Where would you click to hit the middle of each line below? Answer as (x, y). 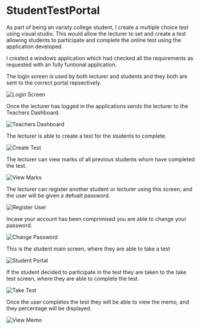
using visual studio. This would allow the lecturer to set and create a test (96, 33)
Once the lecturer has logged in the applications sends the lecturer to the (97, 106)
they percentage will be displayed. (49, 308)
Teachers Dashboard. (33, 112)
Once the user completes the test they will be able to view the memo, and (98, 302)
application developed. (35, 46)
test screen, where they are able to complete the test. (73, 278)
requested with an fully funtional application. (62, 65)
